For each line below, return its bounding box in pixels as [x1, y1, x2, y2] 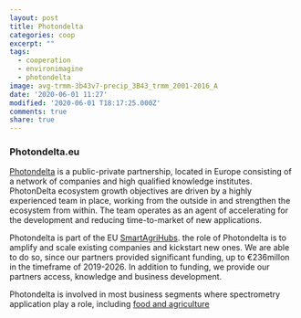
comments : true [9, 107, 67, 116]
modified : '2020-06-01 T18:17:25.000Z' [9, 98, 161, 108]
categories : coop [9, 30, 76, 39]
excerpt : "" [9, 38, 55, 48]
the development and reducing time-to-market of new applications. [9, 215, 263, 226]
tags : [9, 48, 30, 57]
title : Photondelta [9, 22, 84, 31]
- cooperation [17, 56, 71, 65]
